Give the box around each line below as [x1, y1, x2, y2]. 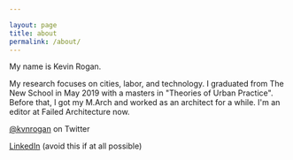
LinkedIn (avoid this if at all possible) [9, 141, 143, 151]
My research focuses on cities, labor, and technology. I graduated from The [9, 79, 285, 89]
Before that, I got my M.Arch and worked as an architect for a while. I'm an [9, 97, 281, 108]
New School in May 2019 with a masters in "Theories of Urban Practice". [9, 88, 274, 98]
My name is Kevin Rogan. [9, 61, 102, 72]
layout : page [9, 20, 58, 29]
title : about [9, 28, 58, 38]
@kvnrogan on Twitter [9, 124, 90, 134]
